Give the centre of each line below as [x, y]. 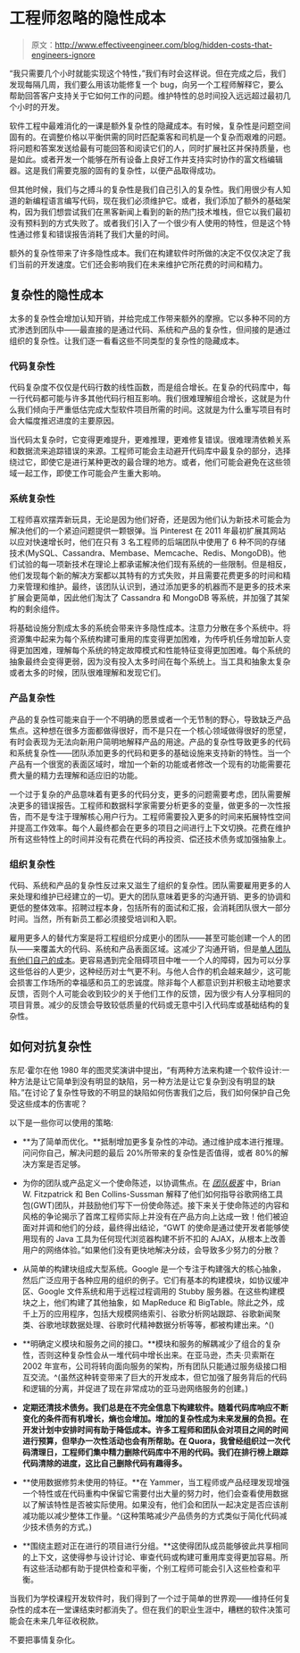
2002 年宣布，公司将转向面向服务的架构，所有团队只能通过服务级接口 [150, 1366]
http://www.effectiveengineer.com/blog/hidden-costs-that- [164, 45]
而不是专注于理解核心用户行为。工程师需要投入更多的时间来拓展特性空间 [158, 816]
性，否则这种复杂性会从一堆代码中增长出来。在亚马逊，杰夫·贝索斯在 [148, 1355]
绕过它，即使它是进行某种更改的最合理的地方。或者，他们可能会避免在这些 [146, 462]
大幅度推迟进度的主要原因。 [67, 421]
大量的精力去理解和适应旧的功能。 [79, 775]
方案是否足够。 [58, 1163]
